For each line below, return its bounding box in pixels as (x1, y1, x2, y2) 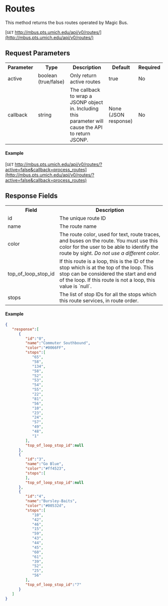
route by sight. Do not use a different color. (59, 249, 160, 256)
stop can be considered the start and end (59, 270, 156, 277)
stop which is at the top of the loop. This (59, 264, 153, 271)
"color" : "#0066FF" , (25, 345, 66, 350)
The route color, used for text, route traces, (59, 231, 160, 238)
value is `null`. (59, 283, 92, 290)
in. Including (69, 105, 99, 112)
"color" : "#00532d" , (25, 503, 66, 509)
